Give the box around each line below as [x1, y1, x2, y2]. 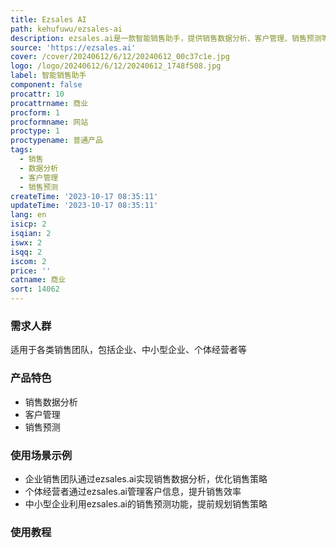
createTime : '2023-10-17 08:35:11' [10, 191, 159, 201]
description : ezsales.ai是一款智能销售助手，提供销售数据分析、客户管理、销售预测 [10, 33, 322, 43]
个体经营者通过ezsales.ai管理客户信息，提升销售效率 [24, 485, 242, 497]
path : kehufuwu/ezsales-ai [10, 24, 123, 34]
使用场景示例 [10, 448, 73, 462]
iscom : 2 [10, 256, 47, 266]
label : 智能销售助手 [10, 71, 87, 81]
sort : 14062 [10, 284, 60, 295]
